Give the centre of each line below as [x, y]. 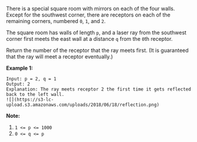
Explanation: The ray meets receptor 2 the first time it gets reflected [99, 89]
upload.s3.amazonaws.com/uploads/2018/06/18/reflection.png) [83, 105]
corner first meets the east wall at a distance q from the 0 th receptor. [89, 39]
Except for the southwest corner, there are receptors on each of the [88, 15]
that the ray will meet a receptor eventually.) [60, 57]
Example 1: [20, 68]
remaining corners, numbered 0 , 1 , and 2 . [56, 21]
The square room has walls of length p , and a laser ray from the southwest [96, 33]
